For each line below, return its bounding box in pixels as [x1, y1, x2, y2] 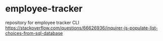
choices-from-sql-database [5, 30, 63, 36]
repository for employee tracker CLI [5, 19, 80, 25]
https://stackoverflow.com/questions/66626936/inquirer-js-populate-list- [5, 24, 158, 30]
